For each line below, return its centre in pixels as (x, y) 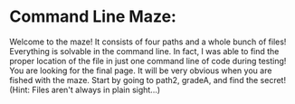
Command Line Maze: (93, 17)
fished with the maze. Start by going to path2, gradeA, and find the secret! (148, 80)
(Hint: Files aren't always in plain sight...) (85, 90)
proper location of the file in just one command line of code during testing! (148, 61)
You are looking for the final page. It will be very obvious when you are (141, 71)
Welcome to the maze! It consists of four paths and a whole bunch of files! (148, 42)
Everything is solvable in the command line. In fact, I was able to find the (144, 51)
